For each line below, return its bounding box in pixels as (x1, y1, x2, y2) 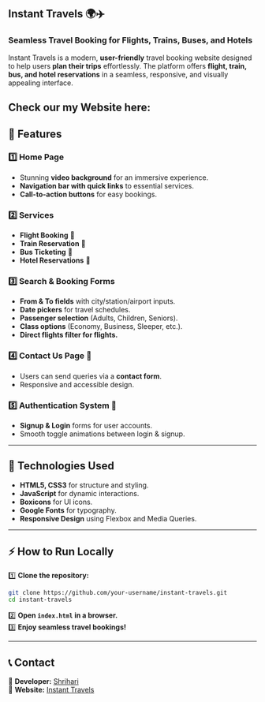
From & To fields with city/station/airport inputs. (19, 297, 176, 306)
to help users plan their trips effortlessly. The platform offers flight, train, (8, 61, 247, 70)
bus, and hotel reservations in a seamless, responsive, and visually (8, 69, 229, 79)
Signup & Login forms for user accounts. (19, 420, 153, 430)
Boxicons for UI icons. (19, 497, 93, 506)
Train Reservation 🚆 (19, 239, 87, 248)
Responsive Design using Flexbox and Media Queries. (19, 513, 197, 523)
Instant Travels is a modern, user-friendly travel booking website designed (8, 53, 252, 62)
